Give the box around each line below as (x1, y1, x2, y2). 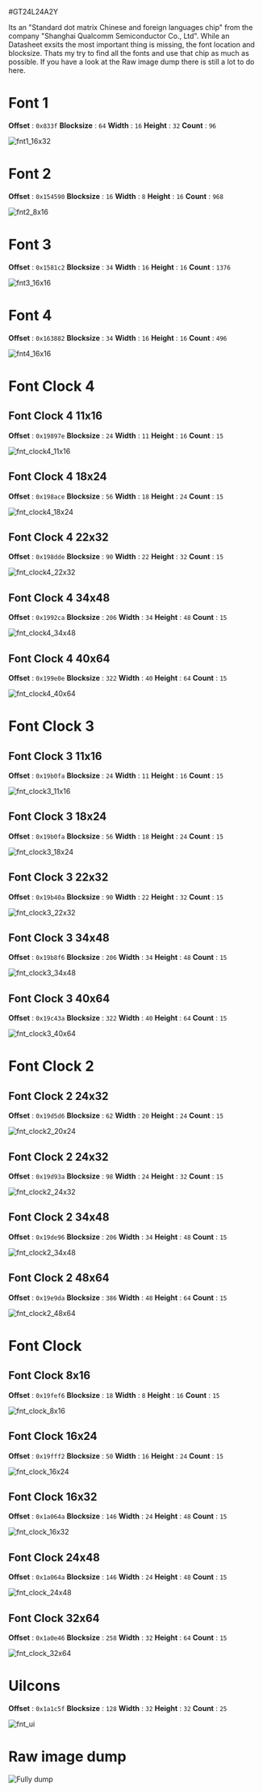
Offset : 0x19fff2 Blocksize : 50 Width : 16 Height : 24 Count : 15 (8, 1450, 224, 1460)
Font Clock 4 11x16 (8, 409, 103, 423)
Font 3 (8, 236, 52, 254)
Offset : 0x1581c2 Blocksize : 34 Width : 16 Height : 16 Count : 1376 (8, 262, 232, 272)
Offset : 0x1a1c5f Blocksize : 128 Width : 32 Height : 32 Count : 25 (8, 1703, 228, 1713)
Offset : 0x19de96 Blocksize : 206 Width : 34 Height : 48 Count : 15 (8, 1232, 228, 1242)
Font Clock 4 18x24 (8, 469, 107, 484)
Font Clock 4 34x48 (8, 591, 111, 605)
